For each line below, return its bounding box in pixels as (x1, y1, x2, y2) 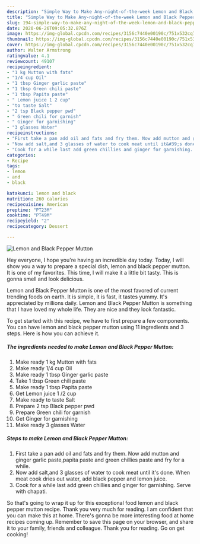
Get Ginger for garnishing (15, 415, 78, 422)
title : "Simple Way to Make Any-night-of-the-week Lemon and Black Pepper (7, 14, 196, 20)
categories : (7, 152, 36, 158)
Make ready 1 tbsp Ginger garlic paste (15, 371, 109, 378)
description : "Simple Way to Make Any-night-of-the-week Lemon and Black (7, 8, 193, 15)
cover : (7, 42, 23, 48)
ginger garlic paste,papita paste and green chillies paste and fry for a (15, 456, 185, 463)
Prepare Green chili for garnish (15, 409, 91, 416)
